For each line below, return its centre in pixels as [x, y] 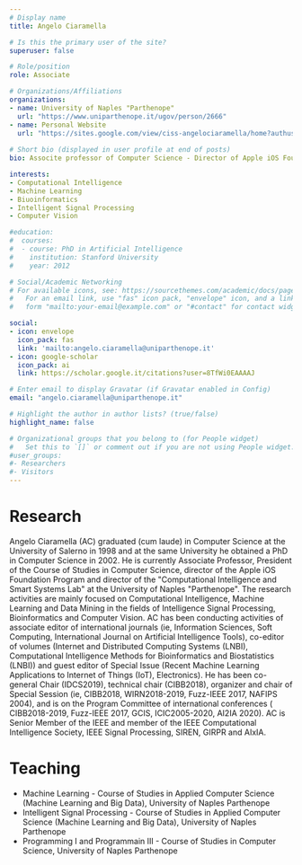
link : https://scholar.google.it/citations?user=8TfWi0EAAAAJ [136, 374]
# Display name [38, 18]
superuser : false [42, 50]
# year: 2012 [40, 266]
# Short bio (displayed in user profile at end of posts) [120, 150]
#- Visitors [31, 472]
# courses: [31, 241]
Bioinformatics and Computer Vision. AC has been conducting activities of [147, 617]
